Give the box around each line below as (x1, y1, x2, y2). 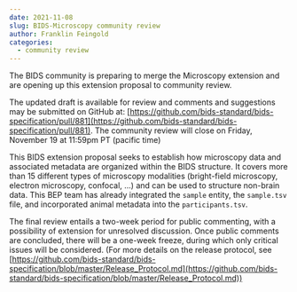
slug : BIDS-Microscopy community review (9, 21, 161, 30)
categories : (9, 37, 53, 47)
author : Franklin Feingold (9, 29, 109, 38)
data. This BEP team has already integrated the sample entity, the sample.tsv (9, 190, 287, 201)
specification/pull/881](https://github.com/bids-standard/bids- (9, 116, 238, 127)
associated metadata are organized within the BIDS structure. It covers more (9, 162, 288, 172)
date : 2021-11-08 (9, 12, 74, 22)
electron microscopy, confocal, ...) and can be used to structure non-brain (9, 180, 280, 191)
